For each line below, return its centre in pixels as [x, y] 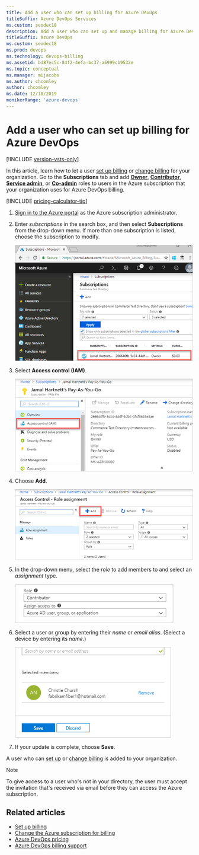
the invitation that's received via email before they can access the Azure [94, 787]
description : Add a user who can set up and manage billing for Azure [95, 31]
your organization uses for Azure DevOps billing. [65, 189]
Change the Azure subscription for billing [65, 833]
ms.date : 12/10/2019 [32, 94]
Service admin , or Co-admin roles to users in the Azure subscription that [96, 183]
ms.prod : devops [26, 50]
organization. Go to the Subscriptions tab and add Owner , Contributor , [94, 177]
